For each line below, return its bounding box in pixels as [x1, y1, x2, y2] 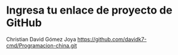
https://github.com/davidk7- [77, 35, 147, 43]
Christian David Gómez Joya [6, 35, 76, 43]
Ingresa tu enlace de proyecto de [6, 4, 173, 17]
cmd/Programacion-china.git [6, 42, 77, 49]
